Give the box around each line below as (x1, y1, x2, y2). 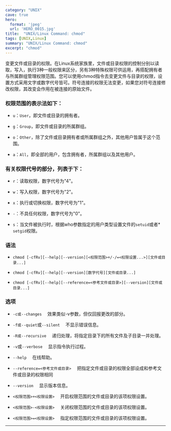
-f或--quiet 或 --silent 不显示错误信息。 (12, 322, 102, 328)
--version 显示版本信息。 (12, 382, 71, 389)
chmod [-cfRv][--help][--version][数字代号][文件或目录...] (12, 270, 136, 275)
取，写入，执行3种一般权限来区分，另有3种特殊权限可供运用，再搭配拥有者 (5, 66, 163, 73)
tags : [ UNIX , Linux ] (5, 36, 47, 41)
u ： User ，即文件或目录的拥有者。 (12, 112, 82, 118)
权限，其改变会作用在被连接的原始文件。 (9, 85, 95, 92)
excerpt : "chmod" (5, 46, 42, 51)
